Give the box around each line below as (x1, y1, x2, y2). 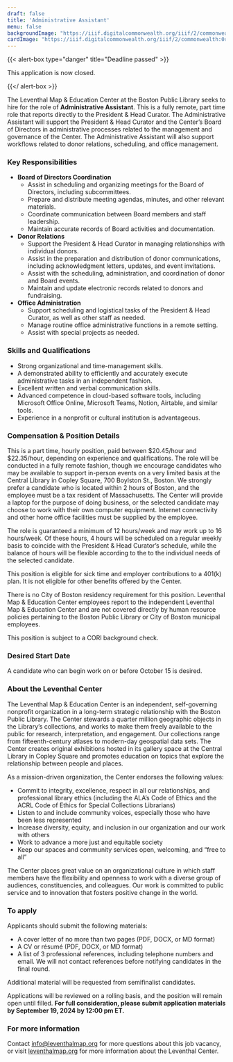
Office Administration (17, 299, 81, 307)
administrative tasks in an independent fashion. (17, 377, 153, 385)
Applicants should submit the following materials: (7, 921, 148, 930)
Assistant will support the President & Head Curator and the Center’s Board (7, 118, 222, 126)
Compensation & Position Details (7, 431, 120, 441)
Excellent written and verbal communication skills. (17, 383, 161, 392)
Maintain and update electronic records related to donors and (27, 284, 203, 292)
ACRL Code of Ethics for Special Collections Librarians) (17, 801, 175, 809)
